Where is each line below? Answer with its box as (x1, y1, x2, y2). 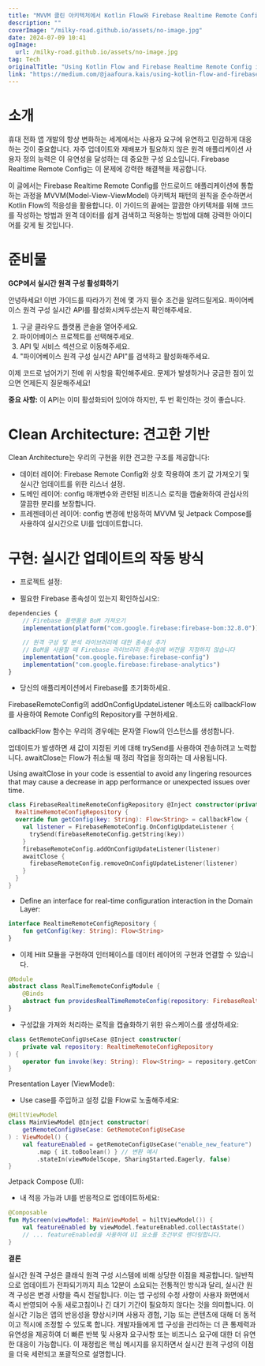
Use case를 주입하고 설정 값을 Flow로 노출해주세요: (19, 1095, 180, 1105)
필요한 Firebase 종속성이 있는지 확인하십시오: (19, 593, 160, 604)
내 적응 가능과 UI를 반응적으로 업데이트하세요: (19, 1193, 160, 1203)
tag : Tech (8, 56, 41, 64)
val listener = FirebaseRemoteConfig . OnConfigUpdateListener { (22, 823, 235, 831)
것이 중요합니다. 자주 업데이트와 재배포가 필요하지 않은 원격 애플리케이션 (22, 144, 244, 154)
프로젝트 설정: (19, 577, 63, 586)
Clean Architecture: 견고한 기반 (8, 425, 211, 443)
